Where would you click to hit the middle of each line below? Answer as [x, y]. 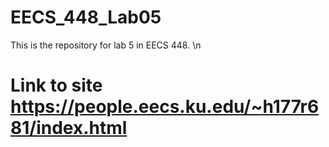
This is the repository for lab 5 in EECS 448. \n [106, 45]
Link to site [56, 85]
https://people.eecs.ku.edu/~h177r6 [165, 107]
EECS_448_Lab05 [86, 17]
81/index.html [69, 128]
